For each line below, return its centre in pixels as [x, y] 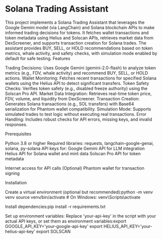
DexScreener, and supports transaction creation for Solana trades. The [76, 43]
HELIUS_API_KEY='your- [128, 226]
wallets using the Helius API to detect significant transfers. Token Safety [77, 83]
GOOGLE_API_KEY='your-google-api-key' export [54, 226]
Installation [16, 182]
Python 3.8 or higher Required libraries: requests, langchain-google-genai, [80, 143]
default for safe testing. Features [38, 58]
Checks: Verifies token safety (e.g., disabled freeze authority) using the [76, 88]
